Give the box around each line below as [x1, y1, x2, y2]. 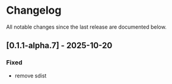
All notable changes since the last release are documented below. [6, 23, 167, 30]
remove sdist [14, 72, 47, 79]
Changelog [6, 4, 62, 17]
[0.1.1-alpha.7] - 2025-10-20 [6, 41, 113, 51]
